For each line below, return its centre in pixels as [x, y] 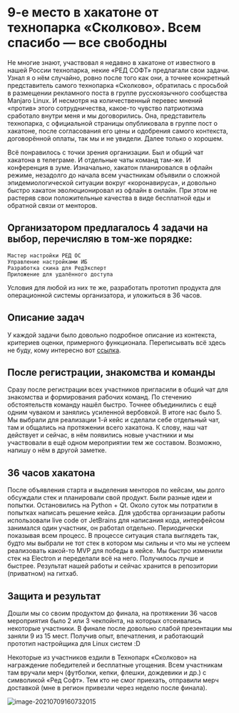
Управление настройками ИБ [47, 261]
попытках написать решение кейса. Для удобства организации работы [117, 513]
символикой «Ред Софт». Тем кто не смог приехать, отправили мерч [113, 680]
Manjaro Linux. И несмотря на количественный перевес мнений [105, 100]
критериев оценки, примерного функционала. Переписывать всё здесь [117, 342]
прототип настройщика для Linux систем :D [74, 643]
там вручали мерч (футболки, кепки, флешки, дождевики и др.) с [107, 673]
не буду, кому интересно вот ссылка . [64, 350]
